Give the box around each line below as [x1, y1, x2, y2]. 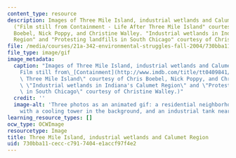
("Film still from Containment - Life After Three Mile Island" [13, 23, 206, 30]
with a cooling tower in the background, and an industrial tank [20, 108, 216, 115]
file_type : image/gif [7, 50, 71, 57]
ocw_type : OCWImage [7, 120, 65, 128]
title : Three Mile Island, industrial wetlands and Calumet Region [7, 134, 209, 141]
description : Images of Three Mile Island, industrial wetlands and [7, 17, 212, 24]
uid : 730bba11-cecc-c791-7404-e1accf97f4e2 [7, 141, 137, 148]
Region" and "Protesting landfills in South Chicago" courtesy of [13, 36, 212, 43]
